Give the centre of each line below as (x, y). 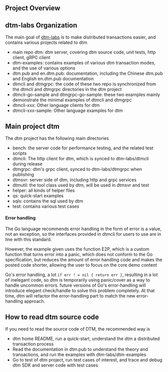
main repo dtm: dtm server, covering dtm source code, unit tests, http (84, 52)
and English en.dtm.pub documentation (53, 79)
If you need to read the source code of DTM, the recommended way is (78, 329)
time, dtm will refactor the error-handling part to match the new (70, 296)
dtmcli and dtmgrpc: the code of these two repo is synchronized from (84, 84)
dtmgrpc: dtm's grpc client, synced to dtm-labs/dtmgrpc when (77, 169)
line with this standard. (28, 240)
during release (27, 164)
